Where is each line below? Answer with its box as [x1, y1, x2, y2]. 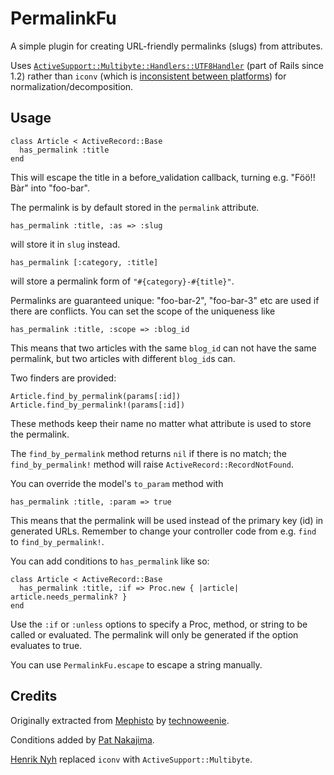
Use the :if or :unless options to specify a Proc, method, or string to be [10, 618, 308, 630]
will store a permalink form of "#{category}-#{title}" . [10, 275, 235, 287]
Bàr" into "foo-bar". [10, 182, 90, 194]
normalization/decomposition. [10, 80, 134, 92]
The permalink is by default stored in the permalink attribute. [10, 201, 260, 213]
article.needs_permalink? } [10, 592, 128, 602]
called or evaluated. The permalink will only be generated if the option [10, 628, 299, 641]
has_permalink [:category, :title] [10, 257, 159, 267]
